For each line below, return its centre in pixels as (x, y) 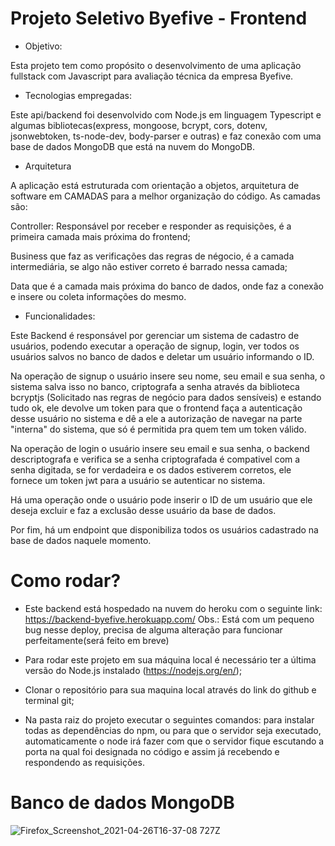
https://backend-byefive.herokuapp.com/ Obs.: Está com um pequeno (169, 619)
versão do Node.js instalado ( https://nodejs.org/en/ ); (133, 670)
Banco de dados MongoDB (122, 803)
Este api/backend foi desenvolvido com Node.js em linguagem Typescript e (166, 114)
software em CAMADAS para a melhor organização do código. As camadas (165, 196)
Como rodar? (66, 581)
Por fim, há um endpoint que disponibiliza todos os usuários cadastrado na (164, 529)
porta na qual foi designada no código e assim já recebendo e (152, 751)
